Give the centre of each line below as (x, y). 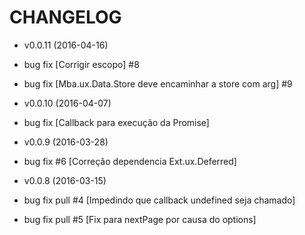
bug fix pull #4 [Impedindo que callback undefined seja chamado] (159, 200)
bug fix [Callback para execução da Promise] (116, 122)
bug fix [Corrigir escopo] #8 (81, 64)
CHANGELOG (65, 17)
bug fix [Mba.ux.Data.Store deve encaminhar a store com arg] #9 (158, 83)
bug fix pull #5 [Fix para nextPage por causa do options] (140, 219)
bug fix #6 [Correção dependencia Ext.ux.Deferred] (130, 161)
